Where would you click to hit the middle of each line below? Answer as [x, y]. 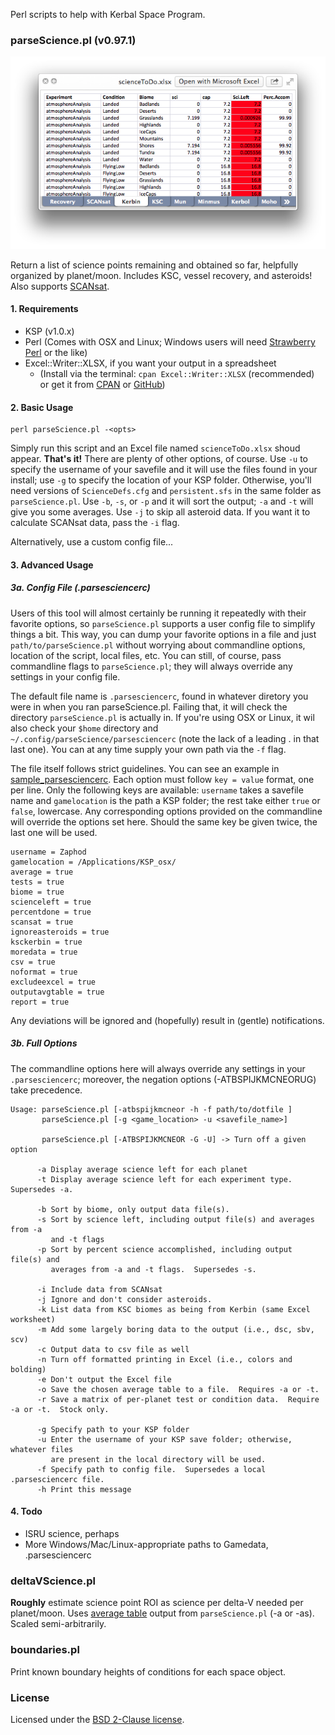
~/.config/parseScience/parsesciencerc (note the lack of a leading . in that [165, 738]
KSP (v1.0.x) [49, 331]
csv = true [33, 962]
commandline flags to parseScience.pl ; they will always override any [151, 666]
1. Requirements [44, 309]
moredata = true [44, 952]
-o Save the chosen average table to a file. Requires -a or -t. [178, 1389]
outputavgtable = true [57, 992]
